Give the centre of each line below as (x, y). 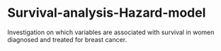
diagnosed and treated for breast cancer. (67, 39)
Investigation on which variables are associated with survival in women (111, 32)
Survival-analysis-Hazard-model (107, 13)
